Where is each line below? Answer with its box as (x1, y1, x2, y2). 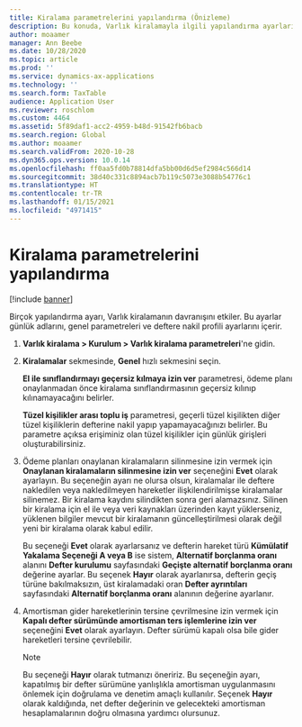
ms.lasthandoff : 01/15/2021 (9, 197, 115, 207)
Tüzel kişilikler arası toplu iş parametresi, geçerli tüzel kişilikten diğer (22, 409, 281, 420)
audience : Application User (9, 96, 115, 106)
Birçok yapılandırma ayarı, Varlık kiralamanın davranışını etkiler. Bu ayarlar (9, 311, 282, 322)
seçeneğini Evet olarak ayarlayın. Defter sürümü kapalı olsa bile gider (22, 624, 280, 635)
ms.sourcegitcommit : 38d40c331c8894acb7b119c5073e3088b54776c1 (9, 172, 252, 181)
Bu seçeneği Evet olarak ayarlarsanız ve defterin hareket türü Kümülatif (22, 540, 289, 550)
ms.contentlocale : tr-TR (9, 189, 102, 198)
